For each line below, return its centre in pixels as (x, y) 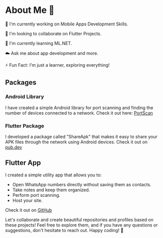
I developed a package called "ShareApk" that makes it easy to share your (81, 136)
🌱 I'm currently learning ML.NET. (39, 43)
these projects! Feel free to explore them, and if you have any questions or (81, 225)
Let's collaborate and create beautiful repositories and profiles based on (79, 220)
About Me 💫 (30, 10)
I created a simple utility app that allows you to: (54, 175)
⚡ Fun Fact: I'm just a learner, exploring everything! (57, 65)
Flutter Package (25, 125)
